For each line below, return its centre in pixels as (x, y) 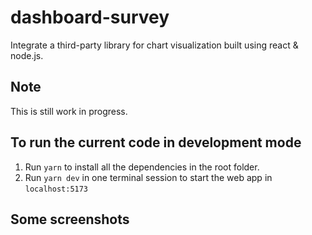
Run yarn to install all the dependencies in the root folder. (142, 167)
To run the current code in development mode (156, 142)
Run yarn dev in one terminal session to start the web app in (148, 177)
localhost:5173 (56, 189)
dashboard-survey (90, 17)
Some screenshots (70, 219)
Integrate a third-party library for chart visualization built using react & (154, 45)
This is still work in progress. (69, 111)
